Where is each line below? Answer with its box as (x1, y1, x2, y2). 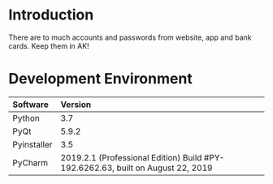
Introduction (8, 6, 94, 24)
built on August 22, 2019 (116, 162, 213, 173)
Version (60, 99, 92, 110)
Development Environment (8, 70, 193, 88)
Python (12, 112, 41, 123)
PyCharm (12, 156, 49, 168)
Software (12, 99, 49, 110)
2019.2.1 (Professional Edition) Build (60, 152, 202, 163)
